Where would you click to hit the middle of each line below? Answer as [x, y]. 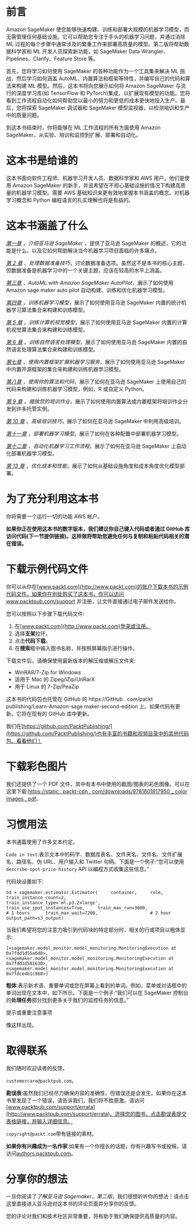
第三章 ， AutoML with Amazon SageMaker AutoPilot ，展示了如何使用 [90, 282]
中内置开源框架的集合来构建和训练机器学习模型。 [65, 369]
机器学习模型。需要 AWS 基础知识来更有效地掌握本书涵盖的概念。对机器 [103, 192]
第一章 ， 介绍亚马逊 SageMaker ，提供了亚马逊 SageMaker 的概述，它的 [94, 243]
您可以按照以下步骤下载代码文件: [45, 613]
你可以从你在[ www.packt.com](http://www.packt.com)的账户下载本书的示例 [97, 586]
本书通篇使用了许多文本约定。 [42, 842]
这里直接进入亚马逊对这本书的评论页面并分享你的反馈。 [73, 1204]
